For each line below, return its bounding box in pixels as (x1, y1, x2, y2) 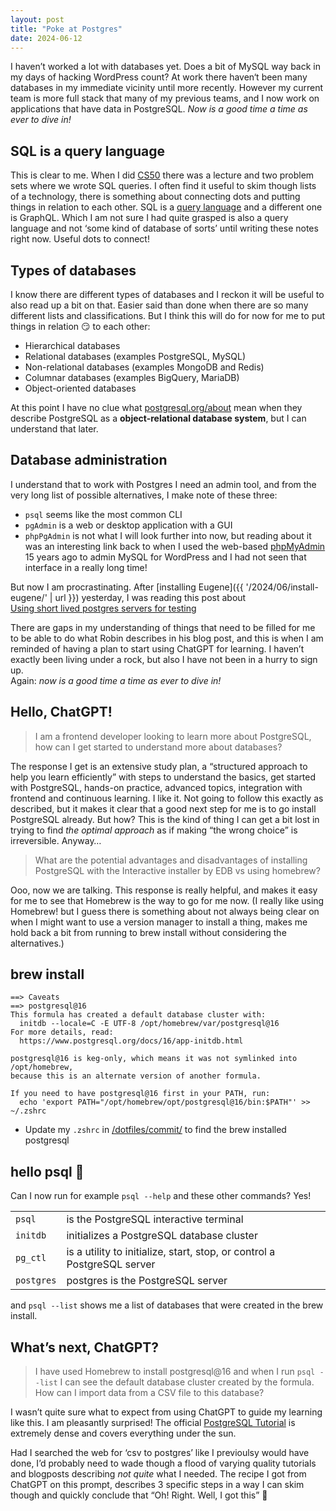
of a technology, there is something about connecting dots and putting (10, 191, 301, 203)
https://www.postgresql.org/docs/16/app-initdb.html (19, 1036, 244, 1046)
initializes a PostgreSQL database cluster (66, 1229, 258, 1243)
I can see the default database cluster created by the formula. (59, 1376, 315, 1388)
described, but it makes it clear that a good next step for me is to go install (10, 802, 317, 815)
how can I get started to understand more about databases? (34, 741, 283, 753)
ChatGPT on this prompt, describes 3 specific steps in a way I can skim (10, 1479, 305, 1491)
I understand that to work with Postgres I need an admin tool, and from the (10, 478, 317, 490)
